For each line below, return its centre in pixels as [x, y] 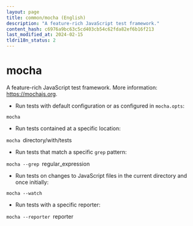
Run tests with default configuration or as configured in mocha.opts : [100, 106]
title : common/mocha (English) [46, 18]
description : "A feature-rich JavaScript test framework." [83, 23]
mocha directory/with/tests [39, 140]
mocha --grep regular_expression [48, 164]
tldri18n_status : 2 [31, 40]
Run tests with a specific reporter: [58, 205]
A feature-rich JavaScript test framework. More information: [82, 87]
